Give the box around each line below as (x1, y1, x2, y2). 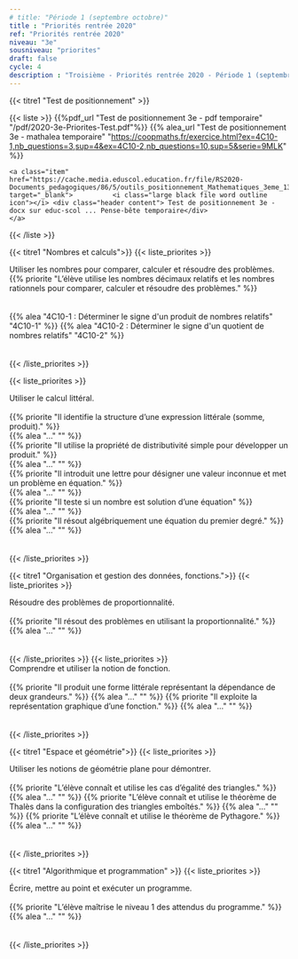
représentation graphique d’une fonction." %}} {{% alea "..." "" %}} (9, 701, 253, 711)
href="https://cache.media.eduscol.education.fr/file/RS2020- (9, 175, 244, 184)
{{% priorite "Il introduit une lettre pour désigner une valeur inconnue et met (9, 468, 286, 479)
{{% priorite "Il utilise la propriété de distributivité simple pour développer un (9, 440, 288, 450)
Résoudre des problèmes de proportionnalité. (9, 597, 176, 607)
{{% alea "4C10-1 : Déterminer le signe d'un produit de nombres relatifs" (9, 311, 273, 321)
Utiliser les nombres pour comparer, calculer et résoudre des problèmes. (9, 264, 275, 274)
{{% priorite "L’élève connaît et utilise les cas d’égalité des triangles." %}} (9, 782, 278, 793)
